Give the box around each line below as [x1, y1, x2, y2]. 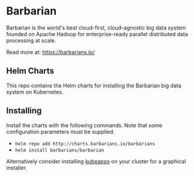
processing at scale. [6, 37, 56, 44]
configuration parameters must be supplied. [6, 128, 115, 135]
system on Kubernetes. [6, 88, 64, 96]
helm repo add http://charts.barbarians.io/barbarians [14, 141, 156, 147]
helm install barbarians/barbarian [14, 147, 105, 153]
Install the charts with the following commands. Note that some [6, 121, 163, 129]
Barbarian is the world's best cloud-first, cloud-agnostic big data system [6, 24, 186, 31]
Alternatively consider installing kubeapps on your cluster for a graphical [6, 157, 186, 165]
